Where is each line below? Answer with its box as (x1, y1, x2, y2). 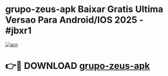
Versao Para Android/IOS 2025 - (5, 14, 144, 26)
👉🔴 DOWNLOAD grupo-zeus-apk (5, 60, 150, 71)
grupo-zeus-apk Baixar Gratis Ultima (5, 4, 163, 15)
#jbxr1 (5, 25, 32, 36)
